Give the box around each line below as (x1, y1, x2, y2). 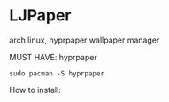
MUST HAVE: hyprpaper (9, 51, 97, 62)
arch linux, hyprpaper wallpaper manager (9, 35, 160, 45)
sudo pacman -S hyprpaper (9, 68, 104, 78)
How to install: (9, 84, 62, 95)
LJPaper (9, 5, 72, 26)
